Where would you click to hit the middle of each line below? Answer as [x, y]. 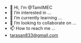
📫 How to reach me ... [32, 28]
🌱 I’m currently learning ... [36, 18]
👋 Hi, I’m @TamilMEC [31, 7]
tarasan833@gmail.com [34, 35]
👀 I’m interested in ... [30, 13]
